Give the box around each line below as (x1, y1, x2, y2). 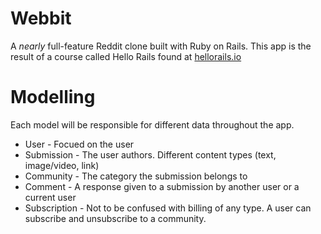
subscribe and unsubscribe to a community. (24, 212, 207, 224)
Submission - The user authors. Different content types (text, (24, 148, 277, 161)
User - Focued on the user (24, 138, 135, 150)
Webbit (10, 7, 72, 30)
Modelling (10, 86, 96, 109)
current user (24, 191, 77, 203)
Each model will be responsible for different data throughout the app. (10, 118, 295, 131)
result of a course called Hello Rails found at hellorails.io (10, 50, 242, 62)
